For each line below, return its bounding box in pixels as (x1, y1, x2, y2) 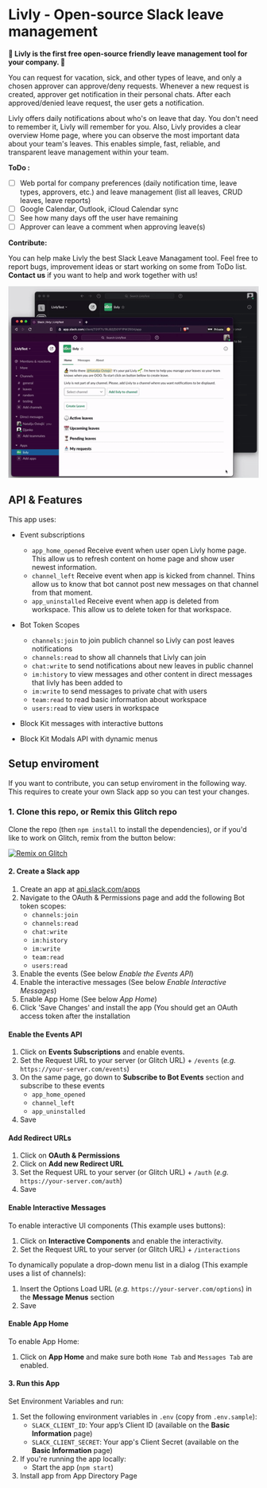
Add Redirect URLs (8, 1133, 72, 1142)
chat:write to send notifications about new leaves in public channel (31, 661, 254, 670)
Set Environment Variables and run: (8, 1396, 124, 1406)
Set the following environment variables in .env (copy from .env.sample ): (19, 1412, 257, 1422)
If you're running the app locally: (19, 1455, 126, 1464)
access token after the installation (19, 1011, 131, 1021)
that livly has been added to (31, 678, 123, 687)
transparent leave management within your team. (8, 147, 169, 157)
